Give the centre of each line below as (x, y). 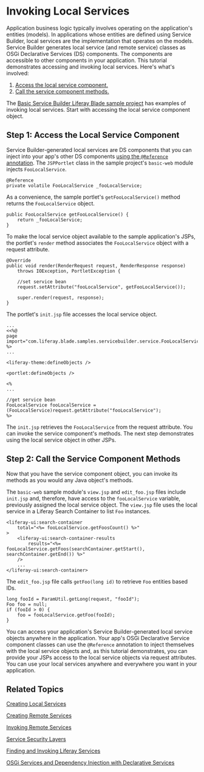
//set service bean (42, 282)
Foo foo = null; (27, 604)
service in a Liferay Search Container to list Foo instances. (78, 511)
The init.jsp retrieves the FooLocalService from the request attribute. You (100, 427)
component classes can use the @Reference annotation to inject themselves (100, 644)
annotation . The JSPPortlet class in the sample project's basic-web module (100, 163)
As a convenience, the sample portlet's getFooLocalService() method (93, 197)
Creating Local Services (36, 704)
